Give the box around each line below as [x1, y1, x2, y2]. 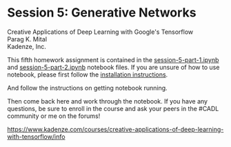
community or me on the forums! [7, 112, 101, 120]
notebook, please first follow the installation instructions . [7, 70, 168, 79]
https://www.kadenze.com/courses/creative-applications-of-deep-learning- [7, 125, 224, 133]
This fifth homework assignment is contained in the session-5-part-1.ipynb [7, 55, 219, 63]
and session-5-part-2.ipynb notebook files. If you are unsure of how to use [7, 63, 220, 71]
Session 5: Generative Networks [7, 5, 197, 21]
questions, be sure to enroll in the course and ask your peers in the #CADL [7, 104, 219, 112]
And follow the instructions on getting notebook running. [7, 84, 168, 92]
